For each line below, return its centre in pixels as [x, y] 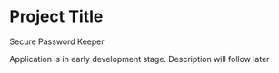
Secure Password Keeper [57, 41]
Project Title [56, 17]
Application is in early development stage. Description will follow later [139, 59]
